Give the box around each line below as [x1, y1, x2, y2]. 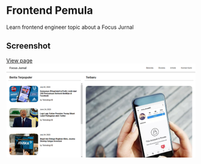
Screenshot [6, 41, 51, 51]
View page [6, 56, 33, 64]
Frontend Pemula [6, 4, 93, 17]
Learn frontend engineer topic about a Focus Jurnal [6, 23, 134, 31]
